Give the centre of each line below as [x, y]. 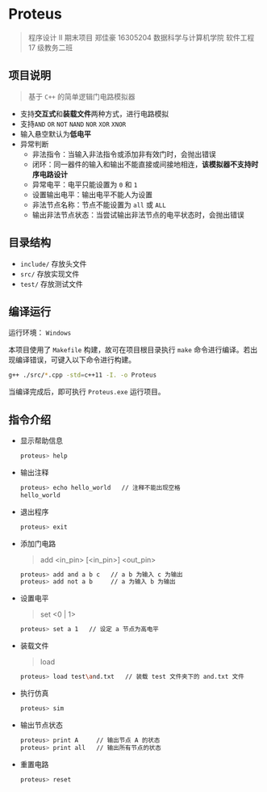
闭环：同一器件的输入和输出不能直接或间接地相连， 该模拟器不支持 [142, 164]
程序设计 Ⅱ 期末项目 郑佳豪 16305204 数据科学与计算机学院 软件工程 [141, 37]
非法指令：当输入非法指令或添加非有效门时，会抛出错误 [124, 154]
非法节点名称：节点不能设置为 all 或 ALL [99, 204]
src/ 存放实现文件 [50, 274]
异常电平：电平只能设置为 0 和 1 [85, 184]
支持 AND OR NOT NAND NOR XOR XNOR [73, 124]
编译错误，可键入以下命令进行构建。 [75, 360]
